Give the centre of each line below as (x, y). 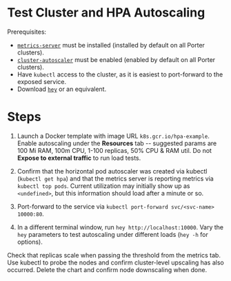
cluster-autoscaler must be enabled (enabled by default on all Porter (116, 59)
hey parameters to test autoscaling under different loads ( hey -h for (112, 234)
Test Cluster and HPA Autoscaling (106, 13)
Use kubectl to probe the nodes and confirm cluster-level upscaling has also (115, 262)
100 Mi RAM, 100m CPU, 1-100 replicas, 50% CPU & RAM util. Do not (114, 150)
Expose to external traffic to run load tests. (79, 158)
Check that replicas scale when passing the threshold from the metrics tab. (114, 255)
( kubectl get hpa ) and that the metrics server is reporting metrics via (115, 178)
